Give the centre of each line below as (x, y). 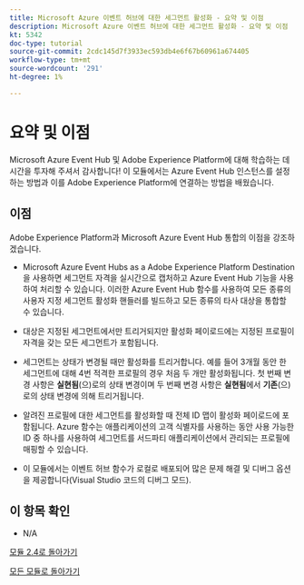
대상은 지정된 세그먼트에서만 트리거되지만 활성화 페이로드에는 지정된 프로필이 (158, 331)
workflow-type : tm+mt (50, 60)
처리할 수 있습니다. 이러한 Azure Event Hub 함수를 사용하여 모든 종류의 (166, 289)
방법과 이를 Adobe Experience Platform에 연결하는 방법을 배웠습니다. (150, 182)
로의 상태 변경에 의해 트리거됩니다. (83, 395)
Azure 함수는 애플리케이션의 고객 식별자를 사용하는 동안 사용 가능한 (176, 426)
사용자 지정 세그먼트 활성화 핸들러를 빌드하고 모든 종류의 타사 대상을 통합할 (155, 300)
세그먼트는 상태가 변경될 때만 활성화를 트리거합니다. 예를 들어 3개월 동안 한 (155, 362)
